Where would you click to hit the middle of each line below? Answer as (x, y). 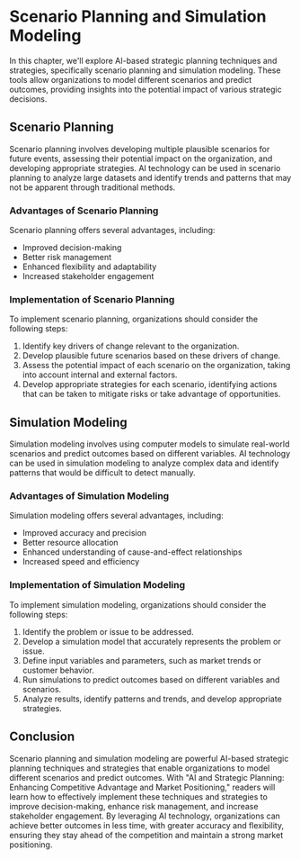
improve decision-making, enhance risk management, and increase (134, 806)
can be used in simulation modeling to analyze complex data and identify (144, 463)
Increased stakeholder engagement (88, 276)
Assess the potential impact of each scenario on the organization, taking (156, 366)
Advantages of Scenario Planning (84, 211)
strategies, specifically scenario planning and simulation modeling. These (145, 70)
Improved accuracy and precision (84, 533)
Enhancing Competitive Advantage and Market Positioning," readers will (142, 787)
